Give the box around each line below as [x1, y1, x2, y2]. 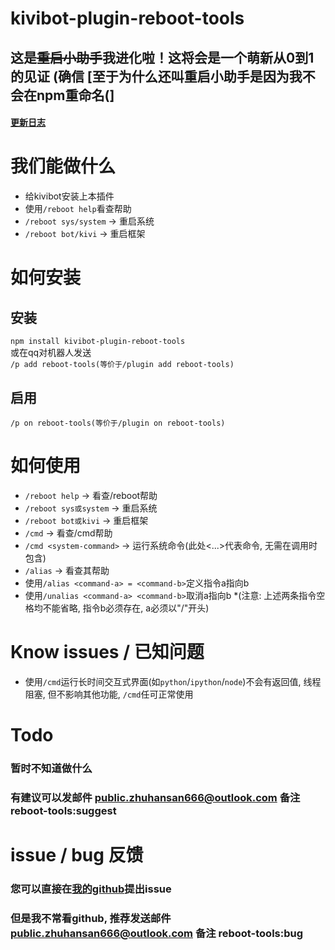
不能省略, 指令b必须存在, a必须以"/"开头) [42, 602, 210, 614]
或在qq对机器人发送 [10, 347, 92, 359]
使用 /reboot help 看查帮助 [24, 203, 132, 215]
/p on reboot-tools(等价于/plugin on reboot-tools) [10, 418, 226, 428]
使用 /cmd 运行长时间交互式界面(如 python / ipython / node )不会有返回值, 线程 [24, 675, 322, 687]
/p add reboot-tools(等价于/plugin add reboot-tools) [10, 360, 235, 370]
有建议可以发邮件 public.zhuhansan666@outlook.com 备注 [10, 790, 301, 804]
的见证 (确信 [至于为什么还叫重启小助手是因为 [10, 68, 290, 85]
